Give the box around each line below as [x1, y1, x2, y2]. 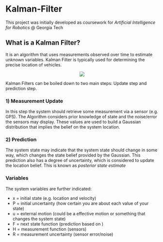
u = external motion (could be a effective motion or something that [12, 210, 146, 216]
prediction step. [5, 85, 37, 91]
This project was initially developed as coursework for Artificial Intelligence [5, 19, 156, 25]
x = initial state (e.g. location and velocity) [12, 195, 97, 201]
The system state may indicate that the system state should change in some [5, 147, 158, 153]
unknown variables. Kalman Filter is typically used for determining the [5, 57, 145, 63]
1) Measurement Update [5, 97, 64, 104]
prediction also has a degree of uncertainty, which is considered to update [5, 158, 154, 163]
